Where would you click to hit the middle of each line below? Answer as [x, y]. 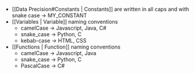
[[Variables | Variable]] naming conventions [65, 22]
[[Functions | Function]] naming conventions [66, 47]
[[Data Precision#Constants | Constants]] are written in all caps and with [100, 9]
